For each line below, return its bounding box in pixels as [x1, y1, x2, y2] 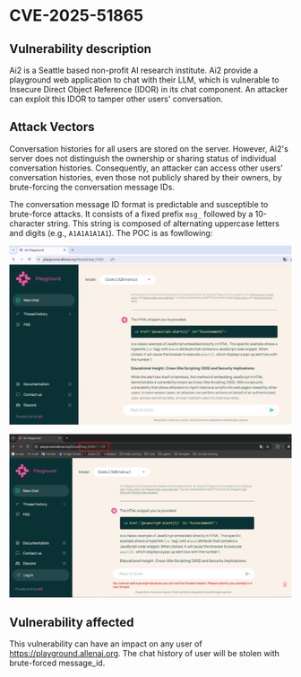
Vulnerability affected [9, 615, 134, 630]
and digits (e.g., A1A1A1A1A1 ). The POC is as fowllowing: [9, 227, 213, 238]
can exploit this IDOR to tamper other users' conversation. [9, 93, 224, 104]
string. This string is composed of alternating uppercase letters [47, 217, 280, 229]
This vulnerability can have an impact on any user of [9, 638, 203, 649]
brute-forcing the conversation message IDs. [9, 181, 175, 192]
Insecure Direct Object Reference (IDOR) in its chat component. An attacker [9, 84, 288, 94]
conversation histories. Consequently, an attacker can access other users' [9, 163, 284, 173]
